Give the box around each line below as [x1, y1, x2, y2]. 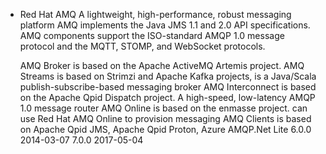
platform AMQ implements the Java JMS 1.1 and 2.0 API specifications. [19, 19, 311, 31]
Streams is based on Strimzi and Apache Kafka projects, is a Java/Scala [19, 70, 317, 82]
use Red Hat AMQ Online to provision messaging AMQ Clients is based [19, 113, 312, 124]
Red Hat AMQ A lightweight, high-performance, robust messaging [19, 9, 292, 20]
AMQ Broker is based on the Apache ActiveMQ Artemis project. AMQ [19, 60, 305, 71]
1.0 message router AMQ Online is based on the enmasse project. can [19, 102, 308, 114]
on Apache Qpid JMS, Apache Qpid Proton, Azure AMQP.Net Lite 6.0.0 [19, 124, 312, 135]
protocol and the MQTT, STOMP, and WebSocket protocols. [19, 40, 266, 52]
